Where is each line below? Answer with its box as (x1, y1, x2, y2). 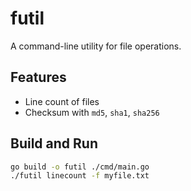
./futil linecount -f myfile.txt (10, 171, 150, 181)
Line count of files (24, 95, 100, 107)
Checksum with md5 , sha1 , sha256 (24, 106, 160, 118)
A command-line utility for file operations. (10, 40, 182, 52)
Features (10, 69, 67, 86)
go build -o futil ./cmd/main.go (10, 162, 150, 172)
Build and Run (10, 135, 98, 152)
